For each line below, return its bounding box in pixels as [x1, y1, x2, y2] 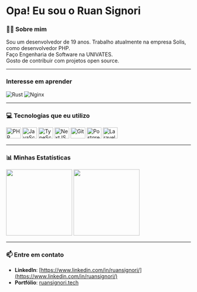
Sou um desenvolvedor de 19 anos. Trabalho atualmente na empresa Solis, [6, 38, 186, 45]
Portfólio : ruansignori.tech [14, 278, 79, 286]
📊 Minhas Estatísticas [6, 154, 72, 161]
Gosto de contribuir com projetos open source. [6, 57, 120, 64]
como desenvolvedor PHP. [6, 45, 70, 52]
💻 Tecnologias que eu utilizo [6, 111, 90, 120]
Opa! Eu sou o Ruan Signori [6, 4, 141, 18]
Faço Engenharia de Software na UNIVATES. [6, 51, 113, 58]
